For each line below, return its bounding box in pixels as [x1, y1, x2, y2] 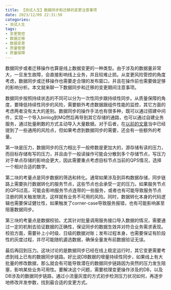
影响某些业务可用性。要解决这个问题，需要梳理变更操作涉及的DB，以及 [14, 266, 163, 273]
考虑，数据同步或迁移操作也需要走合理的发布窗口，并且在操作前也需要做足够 [5, 78, 166, 84]
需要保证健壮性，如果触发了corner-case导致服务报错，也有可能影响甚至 [14, 200, 165, 206]
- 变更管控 [5, 31, 25, 36]
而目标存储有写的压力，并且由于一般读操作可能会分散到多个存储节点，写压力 [5, 150, 166, 157]
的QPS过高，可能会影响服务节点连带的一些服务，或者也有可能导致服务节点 [5, 187, 162, 193]
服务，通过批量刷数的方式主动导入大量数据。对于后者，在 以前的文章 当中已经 [5, 121, 166, 127]
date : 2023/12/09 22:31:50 [5, 12, 63, 17]
